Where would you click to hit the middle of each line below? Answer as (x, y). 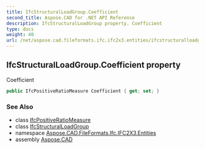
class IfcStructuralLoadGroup (52, 126)
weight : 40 (20, 35)
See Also (20, 106)
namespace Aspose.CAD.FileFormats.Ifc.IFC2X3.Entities (86, 133)
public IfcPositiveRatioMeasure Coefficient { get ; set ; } (83, 91)
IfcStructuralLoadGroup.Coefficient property (94, 65)
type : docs (20, 29)
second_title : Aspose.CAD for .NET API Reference (71, 18)
